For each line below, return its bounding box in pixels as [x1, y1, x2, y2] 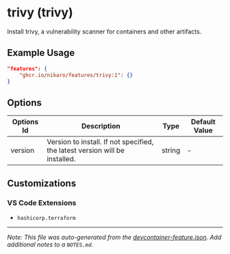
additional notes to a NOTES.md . [7, 240, 94, 249]
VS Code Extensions [7, 198, 77, 208]
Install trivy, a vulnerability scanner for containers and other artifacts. [7, 27, 202, 36]
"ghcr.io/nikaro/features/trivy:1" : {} [19, 72, 133, 79]
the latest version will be [47, 145, 125, 155]
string [162, 145, 181, 155]
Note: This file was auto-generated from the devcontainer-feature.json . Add [7, 233, 222, 241]
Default [190, 117, 216, 127]
